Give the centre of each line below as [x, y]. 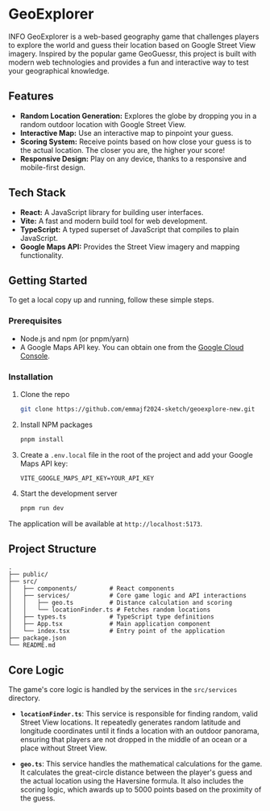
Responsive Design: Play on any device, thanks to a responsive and [133, 158]
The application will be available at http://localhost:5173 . [106, 523]
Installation [31, 377]
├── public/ [28, 575]
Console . [35, 356]
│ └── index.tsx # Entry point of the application [117, 631]
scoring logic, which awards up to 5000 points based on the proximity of [141, 790]
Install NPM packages [56, 425]
